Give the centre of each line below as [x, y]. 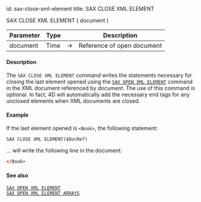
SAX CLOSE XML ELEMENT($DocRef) [47, 139]
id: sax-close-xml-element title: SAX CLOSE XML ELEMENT [80, 9]
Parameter [25, 35]
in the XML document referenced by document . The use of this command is [101, 88]
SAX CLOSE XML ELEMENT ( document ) [58, 20]
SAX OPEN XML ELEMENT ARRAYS [43, 194]
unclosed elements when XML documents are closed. [73, 101]
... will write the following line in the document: [64, 151]
